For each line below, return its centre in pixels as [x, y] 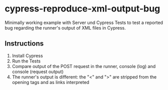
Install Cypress [27, 55]
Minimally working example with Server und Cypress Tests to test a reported [84, 22]
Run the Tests [26, 61]
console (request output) [38, 71]
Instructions [24, 44]
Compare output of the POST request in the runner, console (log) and [84, 66]
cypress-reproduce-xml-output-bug [82, 9]
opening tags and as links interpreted [51, 82]
